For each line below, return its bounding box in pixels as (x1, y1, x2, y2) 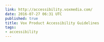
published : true (5, 16, 38, 21)
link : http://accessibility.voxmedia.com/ (5, 7, 93, 12)
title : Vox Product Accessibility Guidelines (5, 20, 99, 26)
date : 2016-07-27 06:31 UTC (5, 12, 62, 16)
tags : (5, 25, 16, 30)
